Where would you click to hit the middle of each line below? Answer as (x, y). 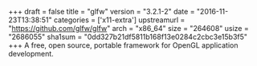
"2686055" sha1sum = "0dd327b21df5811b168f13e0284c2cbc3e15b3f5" (128, 37)
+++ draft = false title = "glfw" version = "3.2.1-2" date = (102, 12)
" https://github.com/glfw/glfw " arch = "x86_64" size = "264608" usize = (128, 28)
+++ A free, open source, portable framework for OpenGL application (123, 45)
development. (31, 54)
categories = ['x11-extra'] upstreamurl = (119, 20)
